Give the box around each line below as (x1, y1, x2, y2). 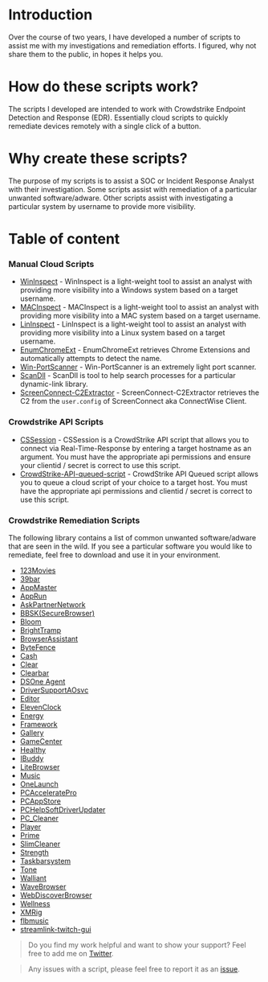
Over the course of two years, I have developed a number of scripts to (8, 32, 241, 42)
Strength (19, 847, 50, 857)
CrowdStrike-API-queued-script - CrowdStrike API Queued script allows (19, 469, 259, 479)
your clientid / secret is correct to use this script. (19, 460, 181, 470)
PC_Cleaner (19, 813, 59, 823)
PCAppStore (19, 796, 62, 806)
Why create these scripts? (8, 150, 188, 168)
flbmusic (19, 915, 50, 926)
